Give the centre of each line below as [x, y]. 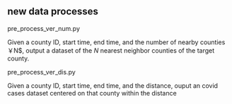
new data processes [53, 12]
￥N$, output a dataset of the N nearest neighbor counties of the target [111, 50]
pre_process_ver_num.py [43, 28]
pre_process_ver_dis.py [41, 72]
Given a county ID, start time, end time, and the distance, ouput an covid [112, 85]
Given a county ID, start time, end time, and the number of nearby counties [116, 42]
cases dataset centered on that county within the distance [92, 93]
